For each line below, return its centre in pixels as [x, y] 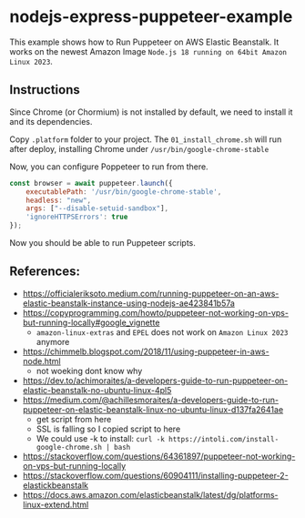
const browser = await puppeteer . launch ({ [91, 183]
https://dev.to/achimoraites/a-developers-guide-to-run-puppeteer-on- [155, 381]
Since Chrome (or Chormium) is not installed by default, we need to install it [151, 112]
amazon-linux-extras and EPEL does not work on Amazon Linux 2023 [162, 332]
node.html [41, 361]
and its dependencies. [51, 121]
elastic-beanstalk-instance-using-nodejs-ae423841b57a [128, 303]
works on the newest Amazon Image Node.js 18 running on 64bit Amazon [148, 51]
